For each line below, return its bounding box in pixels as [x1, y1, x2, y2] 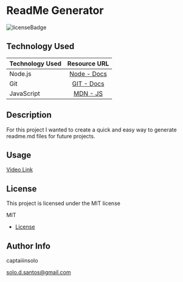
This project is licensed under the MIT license [6, 200, 120, 207]
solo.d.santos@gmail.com [6, 269, 71, 276]
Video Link [6, 166, 33, 173]
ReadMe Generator [6, 4, 104, 18]
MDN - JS [73, 89, 103, 98]
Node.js [9, 69, 32, 78]
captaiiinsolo [6, 257, 38, 264]
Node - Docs [69, 69, 108, 78]
